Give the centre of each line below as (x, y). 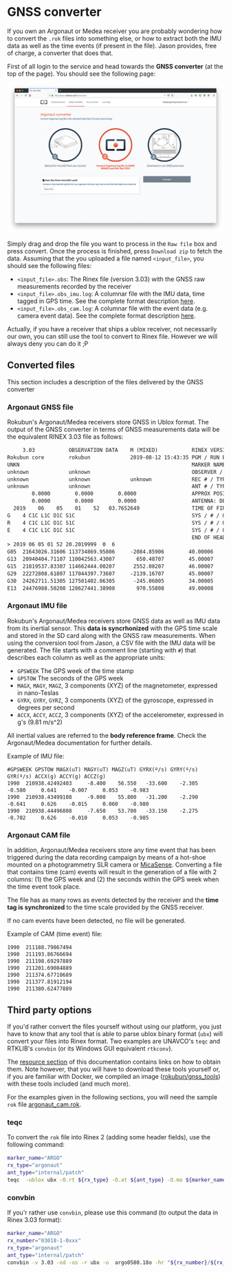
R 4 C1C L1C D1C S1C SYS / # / (113, 523)
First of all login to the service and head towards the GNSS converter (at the (115, 66)
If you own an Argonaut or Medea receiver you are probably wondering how (115, 31)
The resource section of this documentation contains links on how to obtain (114, 1062)
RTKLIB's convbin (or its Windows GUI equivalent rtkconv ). (90, 1048)
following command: (36, 1145)
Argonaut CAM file (39, 835)
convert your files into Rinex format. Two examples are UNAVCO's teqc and (114, 1041)
